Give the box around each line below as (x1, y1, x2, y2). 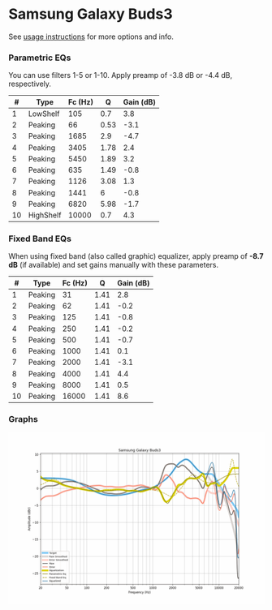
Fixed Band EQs (8, 233, 71, 244)
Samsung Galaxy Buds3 (8, 5, 173, 24)
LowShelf (28, 109, 60, 118)
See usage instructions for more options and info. (8, 32, 175, 41)
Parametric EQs (8, 52, 71, 63)
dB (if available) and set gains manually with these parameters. (8, 260, 219, 270)
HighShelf (28, 210, 62, 220)
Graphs (8, 414, 38, 425)
